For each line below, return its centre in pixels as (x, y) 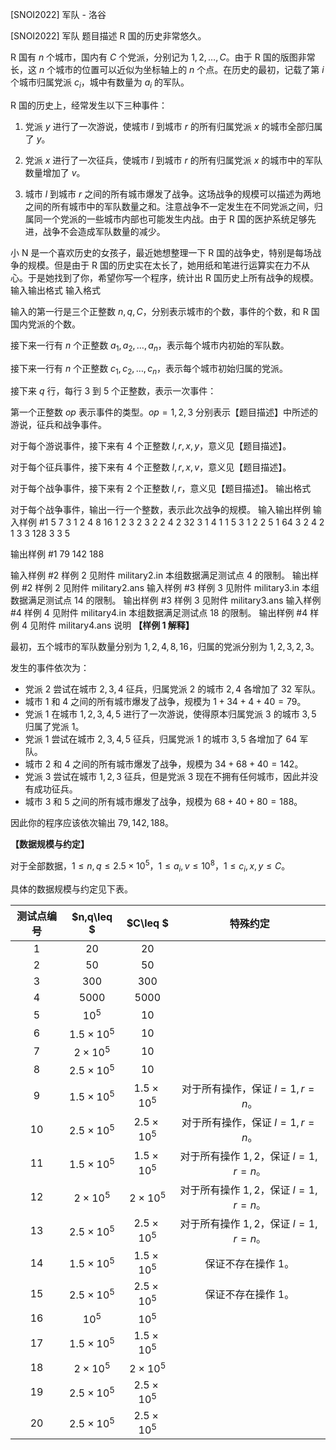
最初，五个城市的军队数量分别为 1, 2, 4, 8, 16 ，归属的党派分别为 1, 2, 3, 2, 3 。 (165, 647)
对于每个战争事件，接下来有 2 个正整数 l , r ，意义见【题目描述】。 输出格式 (161, 489)
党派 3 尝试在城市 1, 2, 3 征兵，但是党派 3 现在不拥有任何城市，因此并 (167, 777)
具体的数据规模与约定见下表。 (71, 889)
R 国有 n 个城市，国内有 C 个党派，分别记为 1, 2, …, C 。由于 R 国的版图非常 (163, 57)
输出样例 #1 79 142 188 (57, 554)
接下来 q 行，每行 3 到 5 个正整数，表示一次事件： (113, 391)
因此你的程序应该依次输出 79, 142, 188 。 (92, 823)
